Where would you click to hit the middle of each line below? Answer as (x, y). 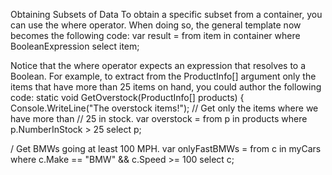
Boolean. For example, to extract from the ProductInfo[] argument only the (163, 76)
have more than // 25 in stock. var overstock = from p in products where (159, 118)
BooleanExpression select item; (75, 46)
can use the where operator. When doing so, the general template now (156, 25)
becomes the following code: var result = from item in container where (155, 35)
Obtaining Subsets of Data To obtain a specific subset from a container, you (166, 14)
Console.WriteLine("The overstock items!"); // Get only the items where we (164, 108)
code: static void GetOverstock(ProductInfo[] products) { (127, 97)
